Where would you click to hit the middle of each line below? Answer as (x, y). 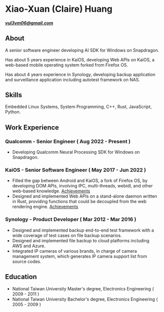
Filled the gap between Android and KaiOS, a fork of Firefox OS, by (80, 181)
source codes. (27, 261)
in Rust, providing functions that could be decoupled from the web (79, 202)
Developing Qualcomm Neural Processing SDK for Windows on (76, 152)
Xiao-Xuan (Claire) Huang (59, 9)
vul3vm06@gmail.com (29, 23)
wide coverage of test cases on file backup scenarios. (67, 235)
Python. (13, 112)
